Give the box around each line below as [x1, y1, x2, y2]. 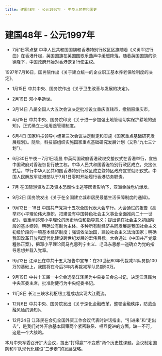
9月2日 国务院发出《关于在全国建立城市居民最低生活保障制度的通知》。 [12, 194, 153, 200]
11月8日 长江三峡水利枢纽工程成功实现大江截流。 [12, 290, 109, 296]
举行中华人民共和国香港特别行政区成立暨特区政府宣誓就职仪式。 [25, 167, 153, 173]
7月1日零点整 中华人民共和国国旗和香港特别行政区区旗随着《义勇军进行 [12, 47, 154, 53]
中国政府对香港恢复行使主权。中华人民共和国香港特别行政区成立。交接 [12, 161, 153, 167]
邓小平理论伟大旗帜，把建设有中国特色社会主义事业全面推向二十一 [16, 211, 148, 216]
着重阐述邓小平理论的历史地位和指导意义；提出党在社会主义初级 [22, 217, 150, 223]
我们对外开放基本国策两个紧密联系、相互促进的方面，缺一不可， [26, 323, 154, 329]
